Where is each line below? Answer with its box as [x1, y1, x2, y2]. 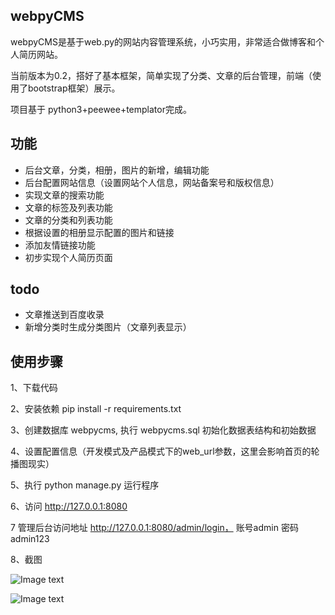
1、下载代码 [10, 382, 58, 394]
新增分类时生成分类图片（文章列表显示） [24, 321, 192, 333]
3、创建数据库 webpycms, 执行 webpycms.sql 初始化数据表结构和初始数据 [10, 424, 317, 436]
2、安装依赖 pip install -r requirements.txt [10, 403, 182, 415]
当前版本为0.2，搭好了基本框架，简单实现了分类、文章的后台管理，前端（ [10, 69, 313, 81]
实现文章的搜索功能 [24, 189, 105, 201]
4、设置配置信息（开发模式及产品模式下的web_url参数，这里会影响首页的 [10, 445, 312, 458]
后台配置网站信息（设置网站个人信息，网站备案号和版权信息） [24, 176, 280, 188]
